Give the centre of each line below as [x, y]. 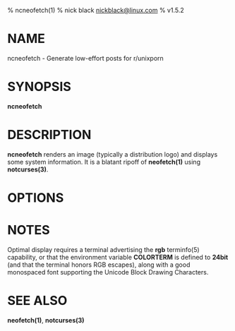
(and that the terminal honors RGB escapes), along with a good [99, 265]
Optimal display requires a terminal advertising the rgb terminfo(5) [103, 249]
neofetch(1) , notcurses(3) [46, 320]
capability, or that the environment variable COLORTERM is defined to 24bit [118, 257]
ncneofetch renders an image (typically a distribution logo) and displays [113, 154]
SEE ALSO [37, 301]
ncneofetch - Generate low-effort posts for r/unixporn [85, 58]
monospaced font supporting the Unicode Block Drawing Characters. [108, 272]
